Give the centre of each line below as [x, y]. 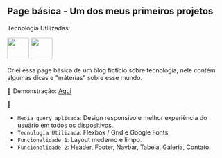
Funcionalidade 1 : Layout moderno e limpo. [79, 139]
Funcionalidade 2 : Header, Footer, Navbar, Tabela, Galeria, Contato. [114, 147]
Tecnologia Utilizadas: [39, 28]
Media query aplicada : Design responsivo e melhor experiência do [112, 117]
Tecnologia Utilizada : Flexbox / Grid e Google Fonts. [93, 132]
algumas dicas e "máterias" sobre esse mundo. [75, 77]
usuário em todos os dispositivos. [65, 125]
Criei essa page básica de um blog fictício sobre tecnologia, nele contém [111, 70]
